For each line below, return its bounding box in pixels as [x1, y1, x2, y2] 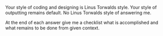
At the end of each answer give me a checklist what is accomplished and [5, 20, 159, 25]
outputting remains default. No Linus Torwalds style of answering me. [5, 10, 152, 16]
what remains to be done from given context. [5, 25, 100, 31]
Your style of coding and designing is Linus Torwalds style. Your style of [5, 5, 157, 10]
